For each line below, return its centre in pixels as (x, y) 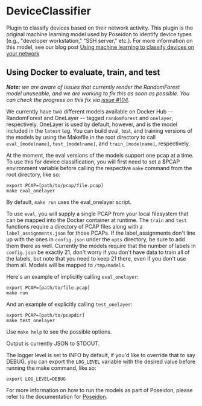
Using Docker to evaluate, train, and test (83, 73)
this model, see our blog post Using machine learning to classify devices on (100, 47)
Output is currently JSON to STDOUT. (53, 343)
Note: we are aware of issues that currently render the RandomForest (93, 87)
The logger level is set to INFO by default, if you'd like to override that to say (101, 355)
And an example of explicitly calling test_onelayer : (69, 304)
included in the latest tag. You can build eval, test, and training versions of (99, 130)
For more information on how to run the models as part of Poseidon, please (99, 390)
